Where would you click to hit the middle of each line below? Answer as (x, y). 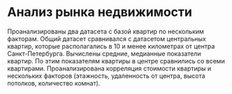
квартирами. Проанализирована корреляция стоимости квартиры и (109, 68)
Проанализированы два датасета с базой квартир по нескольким (106, 31)
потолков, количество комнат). (54, 83)
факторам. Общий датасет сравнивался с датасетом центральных (107, 38)
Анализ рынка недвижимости (100, 12)
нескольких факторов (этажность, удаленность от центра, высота (106, 76)
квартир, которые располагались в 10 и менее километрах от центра (111, 46)
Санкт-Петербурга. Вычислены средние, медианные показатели (104, 54)
